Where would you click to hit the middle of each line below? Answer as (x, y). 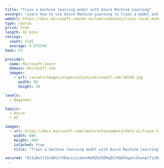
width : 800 (25, 136)
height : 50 (29, 86)
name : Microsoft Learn (32, 64)
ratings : (14, 37)
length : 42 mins (21, 32)
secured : (14, 158)
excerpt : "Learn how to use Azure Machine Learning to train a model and (82, 14)
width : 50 (28, 82)
